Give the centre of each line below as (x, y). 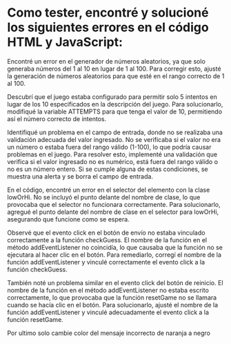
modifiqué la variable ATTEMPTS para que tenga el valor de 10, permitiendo (115, 111)
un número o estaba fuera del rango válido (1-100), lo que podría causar (109, 147)
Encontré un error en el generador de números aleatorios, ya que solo (106, 61)
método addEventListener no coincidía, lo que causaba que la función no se (115, 247)
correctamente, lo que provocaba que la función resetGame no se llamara (112, 297)
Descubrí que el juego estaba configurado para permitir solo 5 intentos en (112, 97)
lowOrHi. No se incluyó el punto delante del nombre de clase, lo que (104, 197)
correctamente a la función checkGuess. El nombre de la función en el (107, 239)
